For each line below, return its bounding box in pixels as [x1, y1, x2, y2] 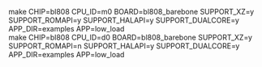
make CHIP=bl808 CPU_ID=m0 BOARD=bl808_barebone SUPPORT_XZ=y [8, 7, 255, 16]
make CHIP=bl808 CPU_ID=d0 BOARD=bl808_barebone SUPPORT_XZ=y [8, 32, 253, 42]
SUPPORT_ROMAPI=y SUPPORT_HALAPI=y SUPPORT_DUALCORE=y [8, 15, 239, 25]
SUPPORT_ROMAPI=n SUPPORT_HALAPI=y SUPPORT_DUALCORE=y [8, 41, 240, 51]
